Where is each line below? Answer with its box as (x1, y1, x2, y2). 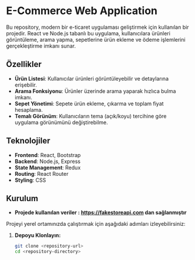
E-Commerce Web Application (6, 4, 157, 18)
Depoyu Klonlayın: (14, 232, 61, 239)
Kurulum (6, 193, 39, 204)
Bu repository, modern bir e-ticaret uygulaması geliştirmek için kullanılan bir (6, 24, 189, 31)
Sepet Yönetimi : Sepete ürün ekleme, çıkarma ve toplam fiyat (14, 100, 164, 107)
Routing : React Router (14, 170, 69, 177)
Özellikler (6, 59, 42, 69)
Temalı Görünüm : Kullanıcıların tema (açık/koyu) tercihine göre (14, 112, 167, 119)
